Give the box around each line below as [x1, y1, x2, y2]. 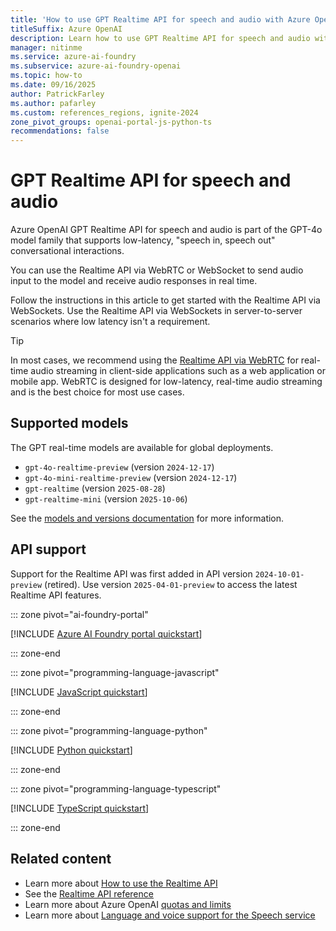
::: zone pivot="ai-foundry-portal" [10, 608, 149, 620]
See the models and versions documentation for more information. [10, 512, 285, 524]
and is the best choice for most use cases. [10, 386, 185, 398]
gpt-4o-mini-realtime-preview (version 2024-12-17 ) [24, 471, 238, 483]
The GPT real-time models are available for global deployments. [10, 441, 274, 453]
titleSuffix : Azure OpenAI [10, 24, 123, 34]
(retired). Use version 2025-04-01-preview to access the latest [44, 578, 298, 590]
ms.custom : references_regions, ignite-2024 [10, 107, 199, 118]
